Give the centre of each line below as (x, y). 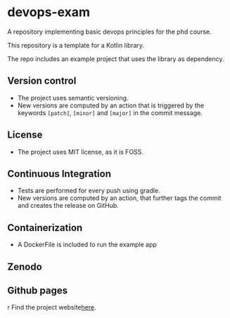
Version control (42, 81)
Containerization (45, 228)
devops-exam (49, 12)
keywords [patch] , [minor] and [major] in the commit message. (110, 112)
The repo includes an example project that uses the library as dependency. (116, 59)
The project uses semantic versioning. (73, 98)
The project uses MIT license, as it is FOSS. (81, 152)
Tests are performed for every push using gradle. (89, 191)
